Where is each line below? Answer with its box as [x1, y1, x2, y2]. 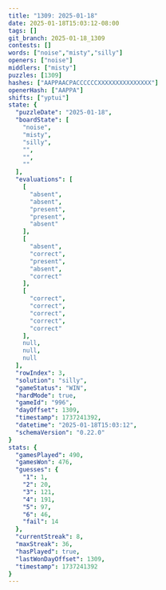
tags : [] [8, 26, 38, 34]
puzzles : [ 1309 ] [8, 71, 62, 79]
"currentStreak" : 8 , [15, 533, 84, 541]
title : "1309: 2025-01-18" [8, 11, 98, 20]
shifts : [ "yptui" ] [8, 94, 69, 102]
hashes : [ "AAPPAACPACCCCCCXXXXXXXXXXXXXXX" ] [8, 78, 159, 86]
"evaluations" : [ [15, 175, 73, 184]
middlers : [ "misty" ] [8, 64, 77, 72]
